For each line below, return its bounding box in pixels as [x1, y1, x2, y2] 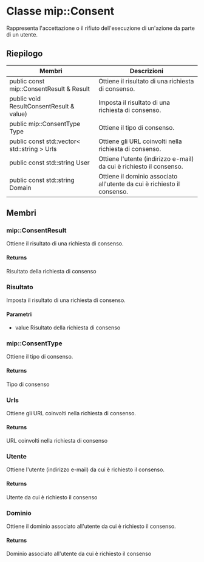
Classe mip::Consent [6, 4, 115, 18]
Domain [9, 183, 32, 192]
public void [9, 94, 41, 103]
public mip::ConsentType [9, 119, 81, 128]
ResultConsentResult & [9, 102, 75, 110]
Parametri [6, 311, 32, 318]
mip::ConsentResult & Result [9, 84, 90, 93]
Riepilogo [6, 49, 43, 59]
